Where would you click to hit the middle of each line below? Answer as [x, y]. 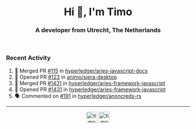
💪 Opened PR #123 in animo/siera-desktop [66, 77]
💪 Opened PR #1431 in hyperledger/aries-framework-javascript [90, 89]
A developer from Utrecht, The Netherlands [98, 30]
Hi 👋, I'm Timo [98, 12]
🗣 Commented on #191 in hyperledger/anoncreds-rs [78, 96]
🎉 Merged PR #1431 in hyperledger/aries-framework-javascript [90, 83]
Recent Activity [29, 58]
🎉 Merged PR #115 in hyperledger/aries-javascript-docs [81, 71]
